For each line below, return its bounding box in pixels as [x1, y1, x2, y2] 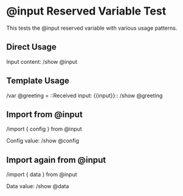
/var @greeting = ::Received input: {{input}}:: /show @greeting [6, 92, 163, 99]
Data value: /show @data [6, 183, 69, 190]
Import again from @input [6, 155, 106, 165]
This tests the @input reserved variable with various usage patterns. [6, 24, 178, 32]
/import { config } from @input [6, 126, 82, 133]
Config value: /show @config [6, 137, 80, 144]
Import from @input [6, 109, 83, 120]
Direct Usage [6, 42, 57, 52]
